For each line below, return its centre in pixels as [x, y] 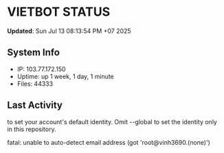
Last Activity [35, 105]
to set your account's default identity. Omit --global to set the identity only [112, 121]
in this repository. [32, 129]
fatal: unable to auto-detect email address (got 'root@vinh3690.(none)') [109, 142]
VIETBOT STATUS [59, 12]
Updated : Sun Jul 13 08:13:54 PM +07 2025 [69, 31]
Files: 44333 [35, 84]
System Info [34, 52]
